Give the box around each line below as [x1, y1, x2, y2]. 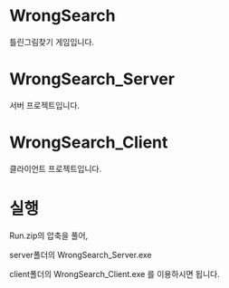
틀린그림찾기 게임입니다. [9, 36, 95, 47]
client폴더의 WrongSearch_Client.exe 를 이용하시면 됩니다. [9, 268, 220, 279]
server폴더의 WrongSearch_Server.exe [9, 249, 152, 260]
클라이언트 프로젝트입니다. [9, 163, 102, 174]
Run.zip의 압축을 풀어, [9, 230, 89, 241]
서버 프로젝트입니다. [9, 100, 80, 110]
